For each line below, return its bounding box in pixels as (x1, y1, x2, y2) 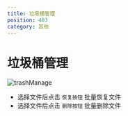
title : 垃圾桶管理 (7, 10, 56, 17)
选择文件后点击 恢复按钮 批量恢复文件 (17, 93, 122, 101)
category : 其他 (7, 23, 49, 30)
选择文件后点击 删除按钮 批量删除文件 (17, 101, 122, 110)
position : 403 (7, 17, 49, 24)
